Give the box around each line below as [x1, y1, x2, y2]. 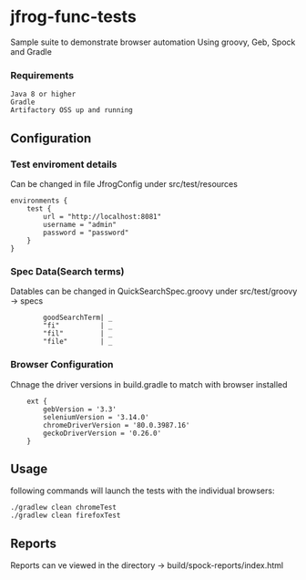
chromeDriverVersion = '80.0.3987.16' [43, 420, 190, 430]
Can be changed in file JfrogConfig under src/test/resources [10, 178, 238, 189]
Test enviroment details [10, 158, 117, 171]
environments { [10, 196, 68, 205]
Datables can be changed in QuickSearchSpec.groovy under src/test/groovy [10, 285, 298, 297]
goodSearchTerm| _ [43, 313, 113, 323]
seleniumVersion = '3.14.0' [43, 412, 149, 421]
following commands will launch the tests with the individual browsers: [10, 485, 275, 496]
